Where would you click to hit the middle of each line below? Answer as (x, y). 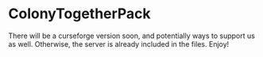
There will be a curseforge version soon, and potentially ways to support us (132, 36)
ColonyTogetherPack (79, 14)
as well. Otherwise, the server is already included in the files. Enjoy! (119, 44)
